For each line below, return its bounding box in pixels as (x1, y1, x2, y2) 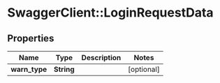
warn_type (10, 64, 47, 74)
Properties (7, 33, 54, 44)
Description (81, 53, 122, 62)
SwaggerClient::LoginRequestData (7, 5, 214, 21)
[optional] (128, 64, 161, 74)
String (53, 64, 75, 74)
